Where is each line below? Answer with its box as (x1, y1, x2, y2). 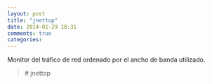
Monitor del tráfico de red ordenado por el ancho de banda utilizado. (7, 55, 206, 64)
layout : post (7, 10, 46, 17)
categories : (7, 36, 42, 43)
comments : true (7, 29, 52, 37)
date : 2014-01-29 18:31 (7, 23, 77, 30)
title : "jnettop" (7, 17, 58, 24)
